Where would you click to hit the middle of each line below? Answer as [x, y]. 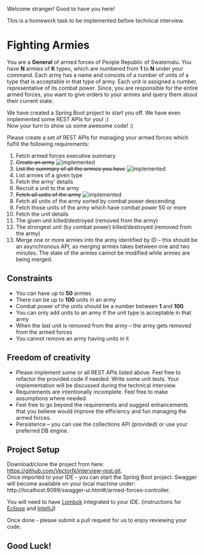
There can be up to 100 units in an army [66, 299]
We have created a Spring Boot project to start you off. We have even [94, 113]
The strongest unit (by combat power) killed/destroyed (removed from [104, 227]
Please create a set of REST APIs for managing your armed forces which [98, 137]
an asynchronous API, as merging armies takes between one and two [103, 246]
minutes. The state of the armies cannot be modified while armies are [103, 253]
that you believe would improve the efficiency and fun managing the [101, 411]
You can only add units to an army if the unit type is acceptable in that [103, 313]
